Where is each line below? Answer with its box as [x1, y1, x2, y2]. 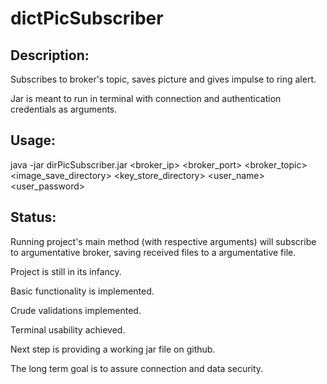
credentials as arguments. [10, 103, 118, 115]
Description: [10, 47, 90, 64]
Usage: [10, 132, 57, 149]
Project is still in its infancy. [10, 265, 122, 277]
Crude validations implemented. [10, 304, 142, 316]
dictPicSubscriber [10, 7, 164, 30]
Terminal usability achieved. [10, 323, 126, 336]
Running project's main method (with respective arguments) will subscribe [10, 235, 317, 247]
